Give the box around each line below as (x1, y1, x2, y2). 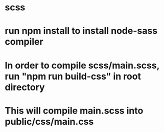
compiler (5, 36, 44, 48)
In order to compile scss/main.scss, (5, 60, 159, 71)
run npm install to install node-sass (5, 25, 158, 37)
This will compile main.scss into (5, 105, 144, 117)
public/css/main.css (5, 116, 94, 127)
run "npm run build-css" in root (5, 70, 142, 82)
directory (5, 81, 45, 93)
